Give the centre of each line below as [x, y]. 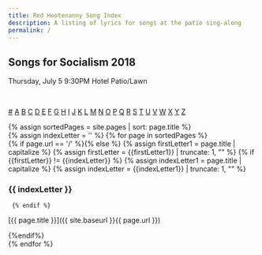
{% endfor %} [31, 244]
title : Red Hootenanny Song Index [65, 15]
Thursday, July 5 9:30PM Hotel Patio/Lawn [78, 81]
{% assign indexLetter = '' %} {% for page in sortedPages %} [108, 136]
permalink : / [30, 30]
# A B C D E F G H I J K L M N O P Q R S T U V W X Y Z [97, 112]
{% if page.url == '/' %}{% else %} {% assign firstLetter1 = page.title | [122, 144]
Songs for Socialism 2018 [72, 62]
